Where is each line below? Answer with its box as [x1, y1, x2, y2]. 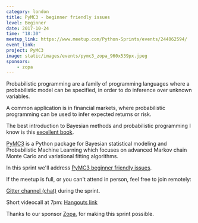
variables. [6, 93, 30, 100]
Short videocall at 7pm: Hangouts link [6, 199, 98, 206]
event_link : [6, 42, 36, 48]
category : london [6, 8, 49, 15]
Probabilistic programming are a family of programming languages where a [6, 80, 190, 87]
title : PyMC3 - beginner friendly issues [6, 14, 111, 20]
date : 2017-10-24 [6, 25, 49, 32]
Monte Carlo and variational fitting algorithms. [6, 153, 119, 160]
